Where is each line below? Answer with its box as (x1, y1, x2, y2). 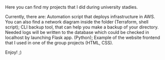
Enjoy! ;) (5, 49, 22, 55)
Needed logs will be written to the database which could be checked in (5, 30, 149, 35)
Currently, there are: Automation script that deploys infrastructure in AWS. (5, 14, 155, 19)
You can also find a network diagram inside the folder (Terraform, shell (5, 19, 149, 25)
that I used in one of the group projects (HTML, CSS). (5, 40, 113, 46)
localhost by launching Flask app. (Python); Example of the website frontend (5, 34, 160, 40)
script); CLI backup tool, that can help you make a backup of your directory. (5, 24, 159, 30)
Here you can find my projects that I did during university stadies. (5, 4, 138, 10)
